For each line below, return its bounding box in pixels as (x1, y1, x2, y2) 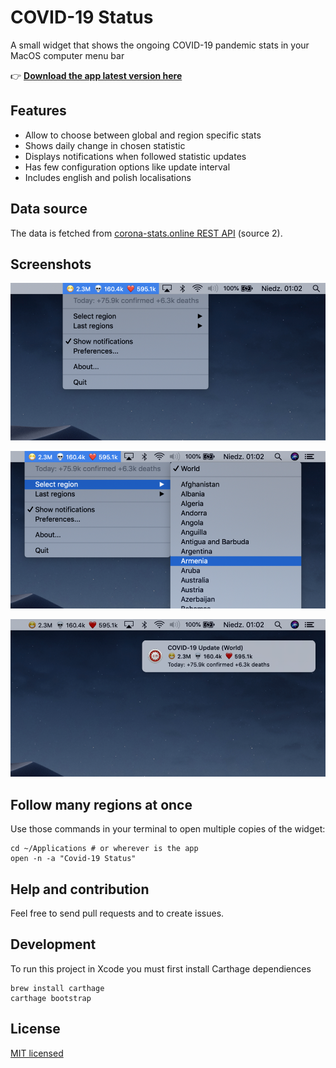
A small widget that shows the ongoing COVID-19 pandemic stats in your (10, 39, 310, 51)
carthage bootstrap (10, 993, 92, 1003)
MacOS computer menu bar (10, 49, 125, 61)
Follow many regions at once (10, 796, 193, 813)
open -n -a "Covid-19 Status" (10, 854, 137, 864)
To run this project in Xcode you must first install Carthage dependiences (10, 962, 312, 975)
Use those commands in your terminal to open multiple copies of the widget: (10, 823, 326, 835)
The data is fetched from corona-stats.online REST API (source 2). (10, 227, 283, 239)
